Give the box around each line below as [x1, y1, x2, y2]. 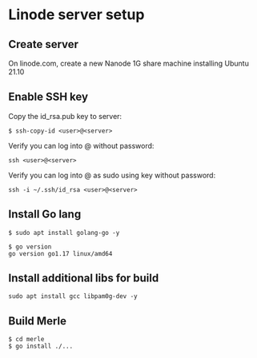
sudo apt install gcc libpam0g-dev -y [8, 292, 138, 300]
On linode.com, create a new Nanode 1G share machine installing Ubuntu [8, 58, 250, 68]
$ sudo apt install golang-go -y [8, 229, 120, 237]
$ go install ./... [8, 342, 74, 351]
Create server [8, 38, 78, 51]
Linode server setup [8, 6, 145, 24]
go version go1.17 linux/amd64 [8, 249, 113, 257]
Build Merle [8, 314, 66, 328]
